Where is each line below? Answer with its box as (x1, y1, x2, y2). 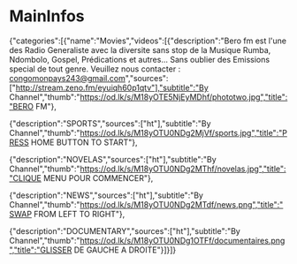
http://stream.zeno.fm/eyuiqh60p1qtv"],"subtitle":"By (15, 82, 209, 93)
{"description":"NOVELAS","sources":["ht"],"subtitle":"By (9, 154, 217, 164)
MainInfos (9, 6, 86, 26)
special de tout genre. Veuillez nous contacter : (9, 64, 181, 74)
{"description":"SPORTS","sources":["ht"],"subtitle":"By (9, 117, 211, 129)
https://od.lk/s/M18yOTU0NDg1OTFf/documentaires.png (80, 235, 286, 245)
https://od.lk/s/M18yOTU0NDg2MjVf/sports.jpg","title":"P (80, 127, 287, 138)
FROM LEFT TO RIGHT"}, (34, 208, 126, 219)
